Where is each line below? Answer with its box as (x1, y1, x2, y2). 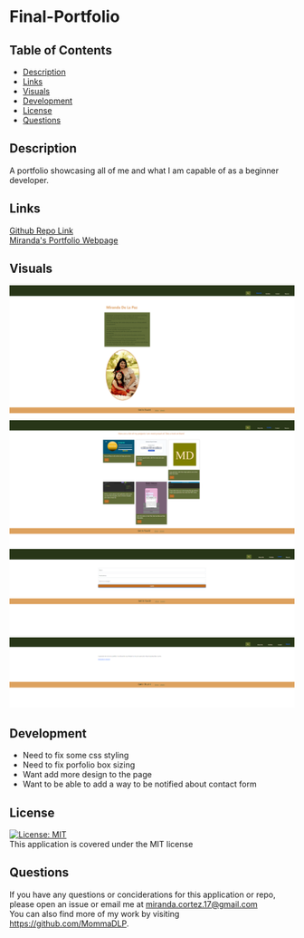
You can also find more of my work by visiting (9, 908, 180, 919)
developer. (9, 174, 50, 185)
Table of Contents (9, 43, 113, 58)
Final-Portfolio (9, 6, 120, 27)
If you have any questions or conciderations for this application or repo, (9, 889, 276, 900)
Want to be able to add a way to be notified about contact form (22, 778, 257, 790)
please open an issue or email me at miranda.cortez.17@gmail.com (9, 898, 258, 909)
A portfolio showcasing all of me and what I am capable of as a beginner (9, 165, 279, 176)
